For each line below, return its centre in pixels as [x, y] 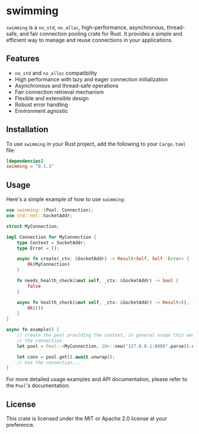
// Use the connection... [49, 362]
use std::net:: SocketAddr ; [39, 216]
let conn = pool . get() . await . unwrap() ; [66, 357]
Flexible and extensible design [52, 98]
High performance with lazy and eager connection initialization [91, 79]
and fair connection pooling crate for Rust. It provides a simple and [101, 33]
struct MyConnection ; [33, 226]
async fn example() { [33, 330]
